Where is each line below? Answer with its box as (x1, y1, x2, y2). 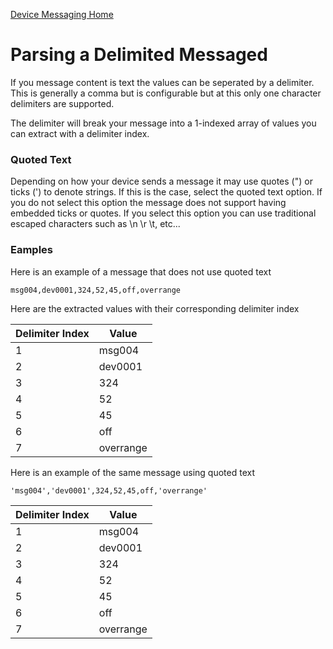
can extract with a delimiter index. (10, 127, 150, 139)
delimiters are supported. (10, 97, 115, 109)
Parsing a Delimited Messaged (10, 44, 268, 66)
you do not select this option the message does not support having (10, 197, 287, 209)
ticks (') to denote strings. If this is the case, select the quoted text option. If (10, 186, 323, 198)
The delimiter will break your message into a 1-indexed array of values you (10, 117, 317, 129)
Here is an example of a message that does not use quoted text (10, 265, 272, 278)
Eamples (10, 243, 54, 257)
